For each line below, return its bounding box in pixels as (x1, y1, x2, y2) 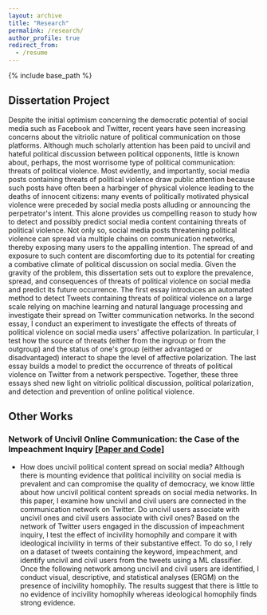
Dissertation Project (8, 93, 110, 108)
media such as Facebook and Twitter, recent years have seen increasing (8, 123, 245, 133)
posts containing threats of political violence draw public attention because (8, 174, 255, 184)
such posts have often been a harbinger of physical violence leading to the (8, 183, 254, 192)
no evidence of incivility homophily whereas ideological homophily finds (19, 589, 257, 599)
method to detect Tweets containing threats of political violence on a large (8, 293, 253, 303)
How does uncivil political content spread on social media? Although (19, 462, 245, 471)
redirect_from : (8, 42, 59, 50)
